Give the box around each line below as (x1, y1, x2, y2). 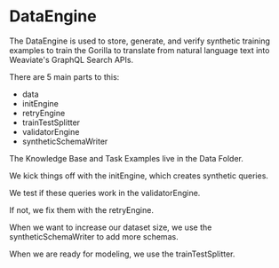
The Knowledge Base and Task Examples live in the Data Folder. (9, 153, 244, 163)
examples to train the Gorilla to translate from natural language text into (9, 44, 270, 55)
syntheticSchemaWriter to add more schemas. (9, 231, 179, 241)
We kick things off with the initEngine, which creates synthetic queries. (9, 170, 269, 181)
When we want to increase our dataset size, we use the (9, 222, 212, 233)
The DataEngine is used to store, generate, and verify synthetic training (9, 35, 271, 46)
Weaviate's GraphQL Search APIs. (9, 54, 134, 65)
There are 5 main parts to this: (9, 71, 120, 82)
